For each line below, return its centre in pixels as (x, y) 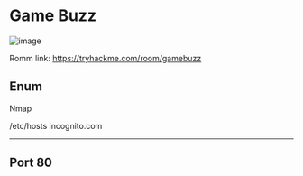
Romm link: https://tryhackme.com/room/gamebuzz (106, 58)
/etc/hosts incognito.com (56, 125)
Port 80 (31, 163)
